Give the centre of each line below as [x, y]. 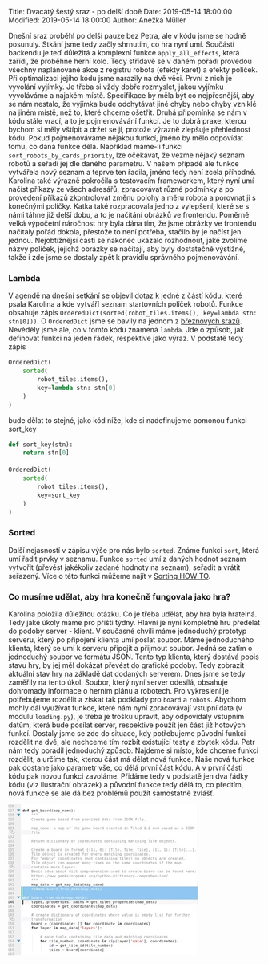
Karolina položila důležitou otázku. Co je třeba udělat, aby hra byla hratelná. [133, 614]
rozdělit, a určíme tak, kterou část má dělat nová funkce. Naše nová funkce [132, 759]
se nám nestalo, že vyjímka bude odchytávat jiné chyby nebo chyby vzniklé [133, 104]
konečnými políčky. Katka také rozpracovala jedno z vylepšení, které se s [129, 206]
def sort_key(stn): [41, 445]
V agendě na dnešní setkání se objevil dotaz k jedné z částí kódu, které [125, 295]
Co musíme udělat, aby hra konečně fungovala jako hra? [120, 596]
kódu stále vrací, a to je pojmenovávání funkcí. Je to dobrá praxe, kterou [127, 121]
